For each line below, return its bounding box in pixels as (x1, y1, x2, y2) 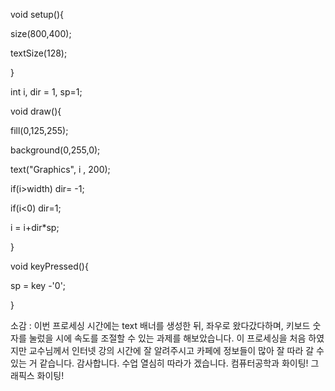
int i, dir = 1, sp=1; (10, 86, 83, 98)
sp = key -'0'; (10, 280, 67, 291)
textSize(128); (10, 47, 68, 59)
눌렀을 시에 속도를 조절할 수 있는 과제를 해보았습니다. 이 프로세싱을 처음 (28, 332, 307, 344)
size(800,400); (10, 28, 72, 39)
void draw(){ (10, 105, 62, 117)
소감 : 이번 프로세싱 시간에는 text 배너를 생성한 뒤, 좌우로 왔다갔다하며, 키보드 (10, 320, 311, 331)
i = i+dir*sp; (10, 222, 60, 233)
